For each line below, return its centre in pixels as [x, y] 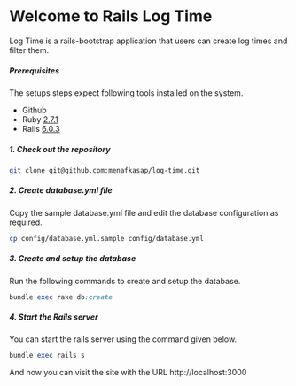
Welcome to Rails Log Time [111, 16]
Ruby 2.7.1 [40, 119]
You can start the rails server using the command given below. [123, 339]
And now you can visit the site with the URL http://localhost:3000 [128, 373]
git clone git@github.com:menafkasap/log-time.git [105, 170]
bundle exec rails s [47, 356]
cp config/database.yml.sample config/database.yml [106, 238]
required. [26, 222]
